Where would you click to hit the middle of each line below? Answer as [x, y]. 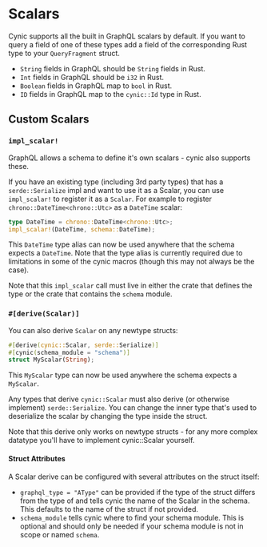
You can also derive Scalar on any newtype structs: [93, 330]
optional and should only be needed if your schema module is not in [132, 526]
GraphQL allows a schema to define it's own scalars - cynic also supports [130, 158]
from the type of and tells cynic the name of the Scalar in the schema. [135, 501]
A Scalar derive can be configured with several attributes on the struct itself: [134, 477]
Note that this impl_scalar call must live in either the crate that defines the [130, 286]
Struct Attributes [37, 458]
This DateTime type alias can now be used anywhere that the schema [122, 244]
